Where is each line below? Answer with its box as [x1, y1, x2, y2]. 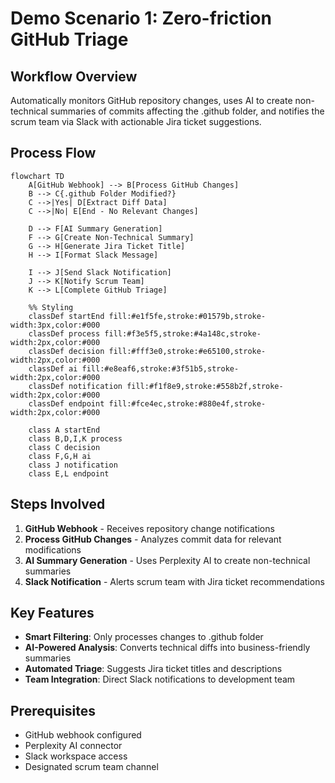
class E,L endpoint [28, 468, 110, 479]
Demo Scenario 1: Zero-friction [10, 7, 272, 30]
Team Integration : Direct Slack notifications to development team [24, 673, 296, 686]
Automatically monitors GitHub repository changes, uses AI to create [10, 95, 293, 106]
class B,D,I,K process [28, 433, 123, 444]
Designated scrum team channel [24, 761, 159, 773]
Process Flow [10, 145, 97, 162]
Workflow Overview [10, 68, 138, 85]
